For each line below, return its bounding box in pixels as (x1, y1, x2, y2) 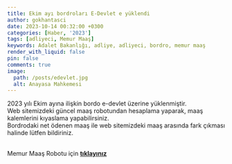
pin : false (7, 55, 39, 62)
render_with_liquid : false (7, 49, 85, 56)
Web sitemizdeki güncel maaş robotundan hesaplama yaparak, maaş (7, 107, 204, 115)
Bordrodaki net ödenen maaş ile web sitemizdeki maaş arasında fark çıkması (7, 121, 225, 130)
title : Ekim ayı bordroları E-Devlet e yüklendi (7, 10, 150, 17)
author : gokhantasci (7, 17, 67, 23)
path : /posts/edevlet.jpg (13, 74, 89, 81)
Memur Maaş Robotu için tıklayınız (7, 150, 107, 158)
